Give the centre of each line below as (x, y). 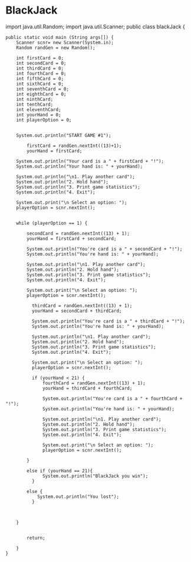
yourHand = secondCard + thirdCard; (77, 311)
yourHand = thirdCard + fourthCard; (88, 388)
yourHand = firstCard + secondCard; (72, 239)
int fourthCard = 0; (41, 73)
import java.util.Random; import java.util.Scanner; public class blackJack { (95, 27)
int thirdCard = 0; (40, 68)
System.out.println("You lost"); (78, 497)
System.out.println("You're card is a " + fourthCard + (113, 399)
